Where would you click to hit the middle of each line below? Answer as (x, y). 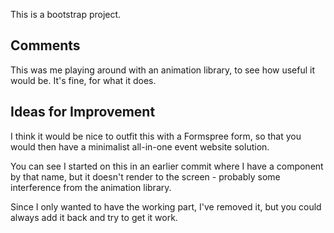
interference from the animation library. (91, 187)
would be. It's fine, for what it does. (83, 80)
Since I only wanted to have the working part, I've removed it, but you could (166, 206)
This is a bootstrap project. (66, 14)
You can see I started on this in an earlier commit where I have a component (167, 166)
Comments (45, 45)
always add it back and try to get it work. (94, 217)
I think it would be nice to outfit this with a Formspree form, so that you (156, 136)
